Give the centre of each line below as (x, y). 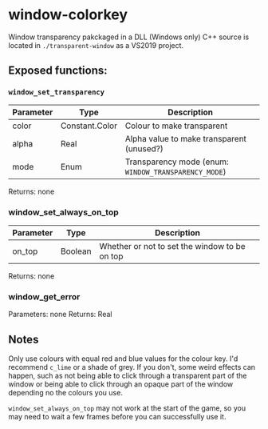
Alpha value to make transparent (186, 138)
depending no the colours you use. (66, 393)
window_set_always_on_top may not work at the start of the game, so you (127, 408)
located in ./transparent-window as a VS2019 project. (96, 45)
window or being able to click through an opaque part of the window (121, 384)
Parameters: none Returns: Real (60, 315)
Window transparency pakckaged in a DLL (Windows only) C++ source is (129, 37)
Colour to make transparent (176, 126)
